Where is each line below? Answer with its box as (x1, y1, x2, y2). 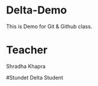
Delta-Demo (6, 4, 67, 17)
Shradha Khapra (6, 63, 46, 70)
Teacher (6, 43, 48, 57)
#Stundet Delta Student (6, 74, 63, 81)
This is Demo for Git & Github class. (6, 23, 93, 30)
